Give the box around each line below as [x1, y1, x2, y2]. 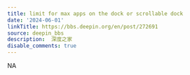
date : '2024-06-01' [7, 17, 65, 24]
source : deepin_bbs [7, 29, 65, 37]
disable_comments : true [7, 42, 77, 49]
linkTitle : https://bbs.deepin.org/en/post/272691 [7, 23, 158, 30]
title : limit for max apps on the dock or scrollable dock [7, 10, 184, 17]
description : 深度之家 [7, 36, 72, 43]
